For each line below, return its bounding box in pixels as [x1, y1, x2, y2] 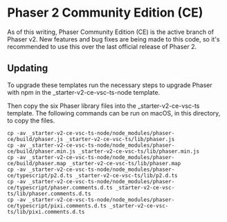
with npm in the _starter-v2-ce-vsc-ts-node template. [7, 88, 161, 96]
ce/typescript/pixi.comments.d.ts [7, 202, 107, 209]
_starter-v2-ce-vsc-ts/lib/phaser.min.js [78, 147, 199, 155]
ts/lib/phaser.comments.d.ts [7, 190, 91, 197]
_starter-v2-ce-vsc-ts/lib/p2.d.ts [75, 172, 178, 179]
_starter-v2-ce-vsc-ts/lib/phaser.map [69, 160, 181, 167]
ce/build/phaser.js [7, 136, 64, 142]
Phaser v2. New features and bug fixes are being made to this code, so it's [7, 35, 220, 43]
